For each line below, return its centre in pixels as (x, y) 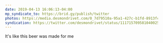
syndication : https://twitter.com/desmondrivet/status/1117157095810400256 (83, 23)
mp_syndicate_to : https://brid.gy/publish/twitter (57, 14)
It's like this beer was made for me (40, 36)
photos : (13, 18)
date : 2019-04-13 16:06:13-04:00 (39, 9)
